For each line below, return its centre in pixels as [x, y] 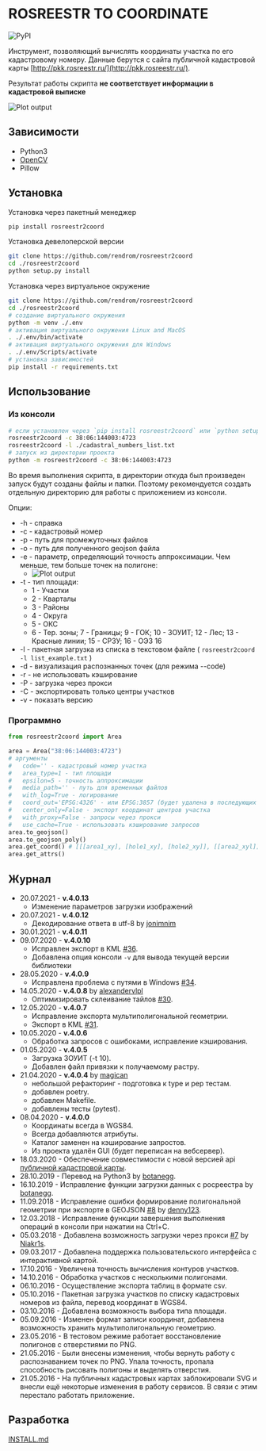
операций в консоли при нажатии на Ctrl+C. [95, 1227]
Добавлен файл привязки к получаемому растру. [115, 1066]
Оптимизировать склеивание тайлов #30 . [102, 999]
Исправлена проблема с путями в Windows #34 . [114, 982]
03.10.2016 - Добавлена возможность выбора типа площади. [123, 1311]
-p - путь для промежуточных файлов [84, 539]
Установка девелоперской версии [66, 242]
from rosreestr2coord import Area [65, 737]
